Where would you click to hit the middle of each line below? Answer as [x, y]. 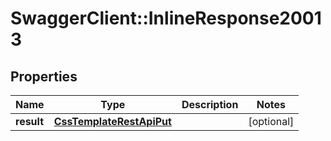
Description [210, 104]
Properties [44, 76]
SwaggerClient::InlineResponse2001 [166, 18]
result [30, 121]
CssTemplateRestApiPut [112, 121]
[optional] [271, 121]
